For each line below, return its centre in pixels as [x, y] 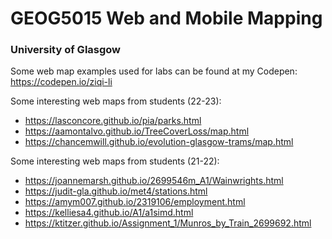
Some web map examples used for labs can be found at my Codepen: [154, 71]
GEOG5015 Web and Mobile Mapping [166, 18]
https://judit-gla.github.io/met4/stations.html [116, 191]
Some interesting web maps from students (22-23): [116, 101]
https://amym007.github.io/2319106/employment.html [135, 202]
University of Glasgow [66, 50]
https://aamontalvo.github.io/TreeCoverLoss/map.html [137, 131]
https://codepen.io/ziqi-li [61, 82]
